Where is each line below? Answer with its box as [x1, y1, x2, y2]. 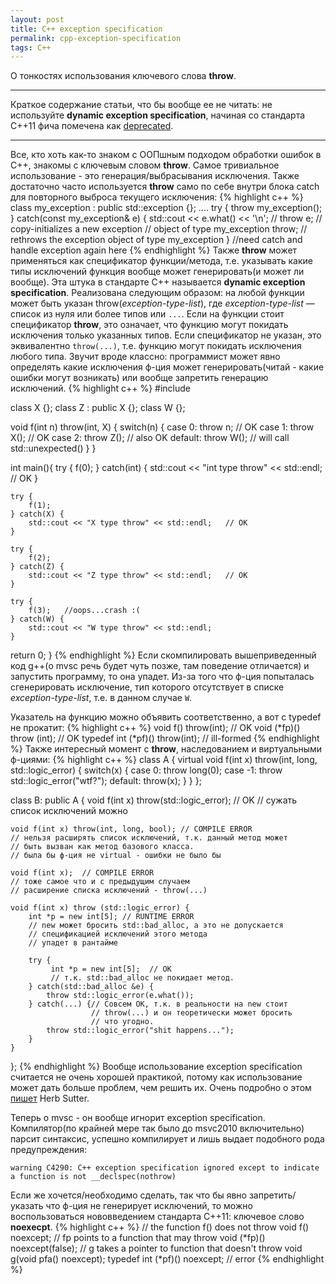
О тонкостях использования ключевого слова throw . [10, 70, 237, 82]
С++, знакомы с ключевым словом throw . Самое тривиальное [10, 159, 280, 171]
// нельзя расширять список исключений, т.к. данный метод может [10, 833, 288, 843]
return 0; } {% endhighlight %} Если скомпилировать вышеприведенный [10, 649, 317, 661]
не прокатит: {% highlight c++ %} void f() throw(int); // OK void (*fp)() [10, 722, 301, 734]
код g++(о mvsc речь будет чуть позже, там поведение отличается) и [10, 660, 310, 672]
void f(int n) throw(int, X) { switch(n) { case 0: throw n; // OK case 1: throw [10, 421, 315, 433]
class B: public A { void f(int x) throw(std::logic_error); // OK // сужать [10, 794, 298, 806]
